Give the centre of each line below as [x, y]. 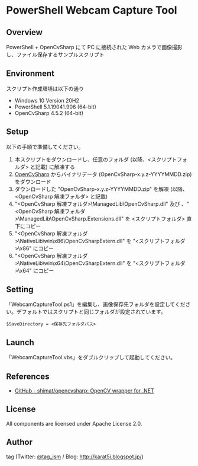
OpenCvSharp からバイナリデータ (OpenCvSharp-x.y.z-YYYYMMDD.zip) [103, 174]
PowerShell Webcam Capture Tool [92, 10]
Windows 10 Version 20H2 [47, 100]
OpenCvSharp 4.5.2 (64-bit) [49, 113]
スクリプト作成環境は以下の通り [45, 88]
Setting [20, 290]
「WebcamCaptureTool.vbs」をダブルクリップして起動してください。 [91, 358]
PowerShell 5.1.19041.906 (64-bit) [55, 107]
